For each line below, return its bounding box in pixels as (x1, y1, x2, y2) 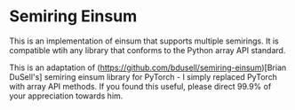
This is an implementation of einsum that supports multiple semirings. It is (9, 35, 279, 46)
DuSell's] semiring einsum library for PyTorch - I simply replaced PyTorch (9, 71, 278, 82)
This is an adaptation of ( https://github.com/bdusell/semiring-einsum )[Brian (9, 62, 287, 73)
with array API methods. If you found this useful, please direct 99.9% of (9, 81, 272, 91)
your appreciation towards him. (9, 90, 124, 101)
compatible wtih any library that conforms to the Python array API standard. (9, 44, 286, 55)
